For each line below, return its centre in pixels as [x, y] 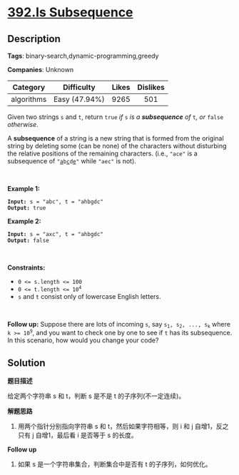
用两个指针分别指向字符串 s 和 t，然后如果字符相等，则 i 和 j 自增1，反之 [123, 427]
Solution [26, 363]
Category [29, 87]
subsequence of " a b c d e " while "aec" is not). [72, 161]
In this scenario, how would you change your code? [83, 340]
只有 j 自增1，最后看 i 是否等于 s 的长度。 [77, 435]
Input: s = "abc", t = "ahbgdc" [55, 202]
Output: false [29, 240]
